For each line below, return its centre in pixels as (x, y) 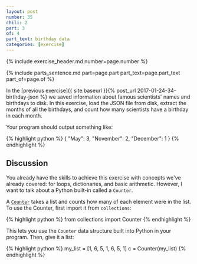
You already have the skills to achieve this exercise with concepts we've (93, 177)
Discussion (27, 163)
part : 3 (16, 28)
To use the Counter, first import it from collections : (69, 208)
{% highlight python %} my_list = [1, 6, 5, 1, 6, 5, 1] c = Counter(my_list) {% (96, 248)
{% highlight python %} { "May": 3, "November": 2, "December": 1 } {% (93, 138)
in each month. (24, 115)
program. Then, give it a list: (40, 237)
